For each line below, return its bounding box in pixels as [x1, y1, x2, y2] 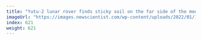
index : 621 [6, 19, 34, 25]
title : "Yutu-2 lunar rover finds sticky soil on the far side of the [6, 8, 187, 15]
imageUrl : [6, 14, 31, 20]
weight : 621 [6, 25, 36, 31]
